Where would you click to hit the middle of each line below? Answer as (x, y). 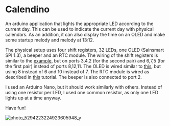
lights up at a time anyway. (33, 98)
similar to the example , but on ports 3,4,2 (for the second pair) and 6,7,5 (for (85, 60)
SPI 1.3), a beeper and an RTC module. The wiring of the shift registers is (82, 55)
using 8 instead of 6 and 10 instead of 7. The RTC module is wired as (77, 71)
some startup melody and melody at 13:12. (50, 40)
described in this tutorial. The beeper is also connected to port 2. (74, 77)
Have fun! (16, 108)
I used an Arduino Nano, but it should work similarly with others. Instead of (84, 87)
